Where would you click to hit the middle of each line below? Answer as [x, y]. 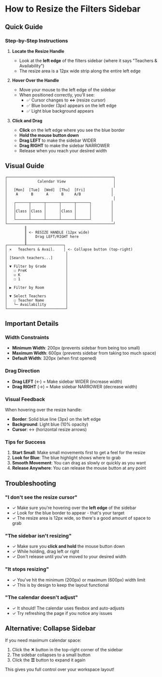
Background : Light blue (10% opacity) [50, 424]
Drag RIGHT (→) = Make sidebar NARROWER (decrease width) [75, 386]
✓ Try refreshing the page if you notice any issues [62, 613]
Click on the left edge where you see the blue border [72, 130]
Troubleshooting [31, 483]
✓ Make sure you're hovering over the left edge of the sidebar [74, 508]
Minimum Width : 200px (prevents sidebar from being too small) [76, 348]
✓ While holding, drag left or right [45, 551]
